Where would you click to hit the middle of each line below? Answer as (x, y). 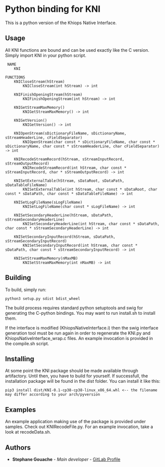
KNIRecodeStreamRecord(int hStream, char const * (75, 168)
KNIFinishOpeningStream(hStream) (48, 95)
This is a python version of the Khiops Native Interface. (61, 23)
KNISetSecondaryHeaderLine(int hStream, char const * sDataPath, (91, 224)
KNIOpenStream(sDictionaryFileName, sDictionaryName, (70, 133)
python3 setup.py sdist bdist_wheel (43, 299)
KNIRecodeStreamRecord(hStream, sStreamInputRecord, (69, 159)
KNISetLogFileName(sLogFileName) (48, 202)
